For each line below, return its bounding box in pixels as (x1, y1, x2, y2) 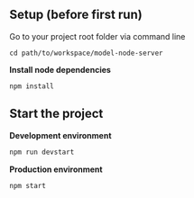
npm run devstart (9, 148, 75, 157)
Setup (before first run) (9, 7, 143, 22)
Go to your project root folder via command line (9, 31, 186, 41)
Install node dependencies (9, 64, 111, 75)
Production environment (9, 164, 103, 175)
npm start (9, 181, 47, 190)
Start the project (9, 106, 104, 121)
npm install (9, 81, 54, 91)
